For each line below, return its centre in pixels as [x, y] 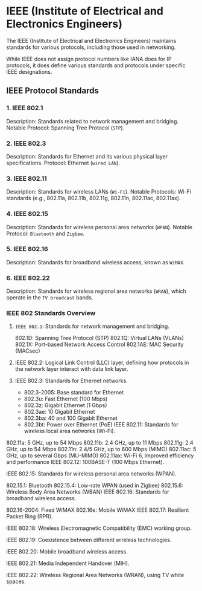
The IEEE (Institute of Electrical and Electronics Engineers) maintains [91, 41]
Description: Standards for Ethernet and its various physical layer [87, 156]
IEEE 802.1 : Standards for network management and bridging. [92, 326]
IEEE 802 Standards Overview [51, 313]
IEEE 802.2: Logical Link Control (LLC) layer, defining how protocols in [102, 363]
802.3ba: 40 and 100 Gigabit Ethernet [71, 418]
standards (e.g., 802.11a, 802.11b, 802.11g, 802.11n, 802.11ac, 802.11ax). [93, 198]
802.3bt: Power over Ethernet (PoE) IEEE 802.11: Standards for [101, 425]
